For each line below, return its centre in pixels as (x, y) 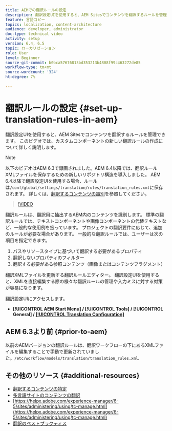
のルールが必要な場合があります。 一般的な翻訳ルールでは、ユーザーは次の (84, 233)
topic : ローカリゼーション (30, 48)
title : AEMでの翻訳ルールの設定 (36, 10)
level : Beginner (23, 58)
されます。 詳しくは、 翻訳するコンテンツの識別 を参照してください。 (77, 193)
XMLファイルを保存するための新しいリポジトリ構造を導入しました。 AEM (83, 174)
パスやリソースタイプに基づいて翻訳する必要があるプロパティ (77, 251)
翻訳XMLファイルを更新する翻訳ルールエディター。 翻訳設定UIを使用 (78, 275)
